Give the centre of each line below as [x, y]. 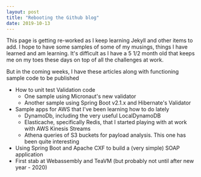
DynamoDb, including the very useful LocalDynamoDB [93, 116]
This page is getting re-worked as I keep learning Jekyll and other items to [100, 41]
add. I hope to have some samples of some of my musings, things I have [97, 47]
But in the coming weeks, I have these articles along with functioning [93, 72]
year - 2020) [31, 167]
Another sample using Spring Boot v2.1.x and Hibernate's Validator [108, 103]
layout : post [23, 12]
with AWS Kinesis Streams [57, 129]
